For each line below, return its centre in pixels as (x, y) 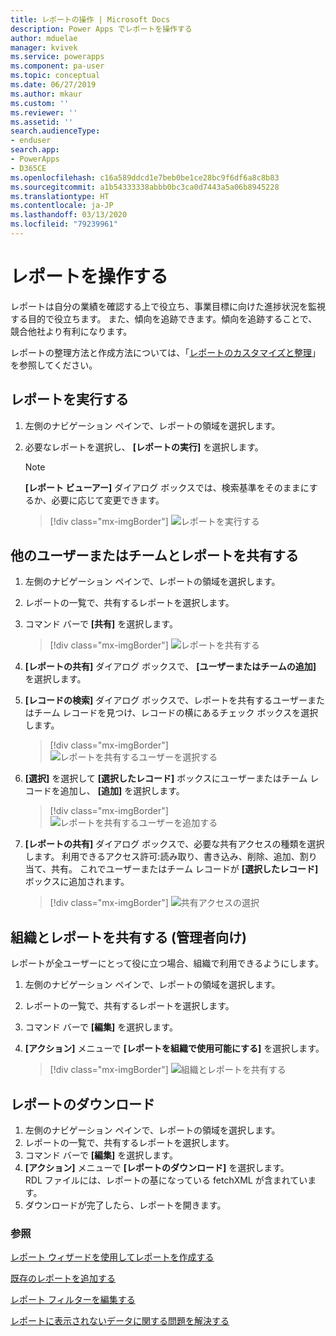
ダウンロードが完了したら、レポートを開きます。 (125, 1205)
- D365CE (28, 168)
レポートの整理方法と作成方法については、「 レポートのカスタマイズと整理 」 (165, 352)
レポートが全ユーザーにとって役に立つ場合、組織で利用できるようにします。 (167, 963)
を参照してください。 (54, 365)
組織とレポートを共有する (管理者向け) (128, 937)
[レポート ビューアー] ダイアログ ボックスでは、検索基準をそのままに (167, 487)
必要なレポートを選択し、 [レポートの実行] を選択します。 (144, 447)
